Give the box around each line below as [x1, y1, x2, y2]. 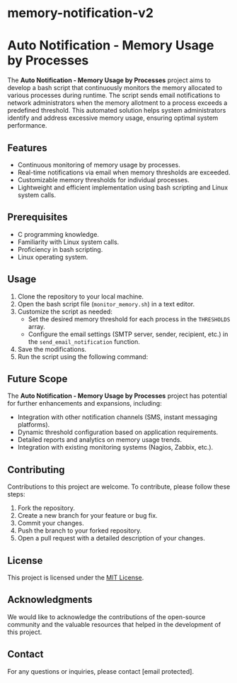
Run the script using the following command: [17, 352, 149, 361]
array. [28, 322, 46, 331]
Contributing [7, 463, 65, 476]
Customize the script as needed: [17, 307, 113, 316]
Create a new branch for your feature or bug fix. [17, 511, 158, 520]
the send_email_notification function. [28, 337, 140, 345]
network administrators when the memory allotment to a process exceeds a [7, 99, 228, 107]
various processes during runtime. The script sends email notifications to [7, 91, 221, 100]
